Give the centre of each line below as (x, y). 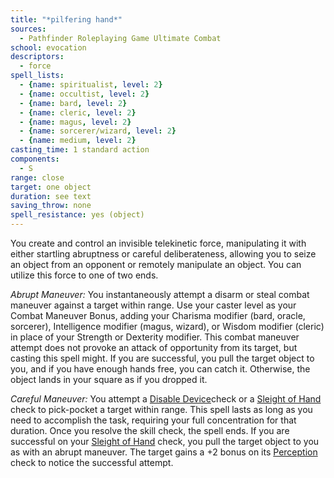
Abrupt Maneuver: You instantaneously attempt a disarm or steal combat (160, 294)
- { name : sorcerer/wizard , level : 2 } (98, 131)
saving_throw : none (51, 206)
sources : (28, 29)
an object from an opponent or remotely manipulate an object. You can (156, 264)
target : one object (51, 187)
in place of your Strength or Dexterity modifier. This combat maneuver (155, 337)
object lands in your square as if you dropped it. (109, 379)
